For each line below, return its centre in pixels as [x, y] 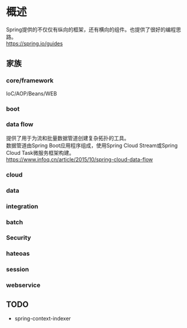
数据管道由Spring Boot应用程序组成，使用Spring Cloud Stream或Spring [92, 145]
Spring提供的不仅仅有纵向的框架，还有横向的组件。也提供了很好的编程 [91, 29]
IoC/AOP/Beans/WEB [32, 93]
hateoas [18, 254]
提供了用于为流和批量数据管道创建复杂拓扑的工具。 [68, 138]
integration [22, 206]
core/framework [30, 81]
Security [18, 238]
